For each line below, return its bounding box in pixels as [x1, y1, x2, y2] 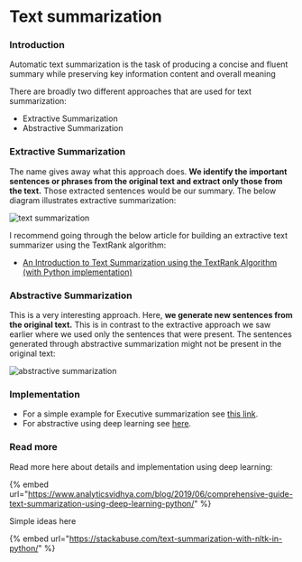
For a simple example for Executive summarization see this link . [22, 408, 259, 419]
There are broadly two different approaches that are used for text [9, 86, 252, 97]
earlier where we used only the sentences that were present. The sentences [9, 329, 293, 340]
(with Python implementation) [22, 267, 133, 277]
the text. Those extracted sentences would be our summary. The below [9, 185, 277, 196]
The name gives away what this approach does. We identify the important [9, 165, 288, 177]
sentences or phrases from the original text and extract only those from [9, 175, 283, 186]
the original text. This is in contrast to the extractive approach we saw [9, 319, 271, 331]
